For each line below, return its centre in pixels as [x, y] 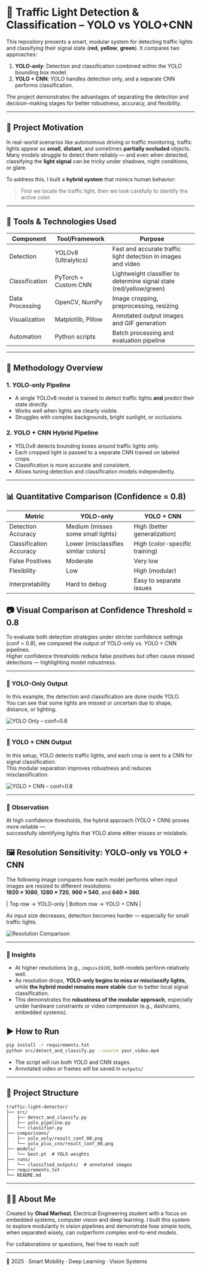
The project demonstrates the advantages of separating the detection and [98, 97]
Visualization [27, 319]
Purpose [152, 238]
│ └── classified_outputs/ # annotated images [69, 1164]
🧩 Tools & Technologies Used [61, 222]
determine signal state [144, 281]
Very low [146, 561]
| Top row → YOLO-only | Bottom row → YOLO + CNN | [74, 904]
